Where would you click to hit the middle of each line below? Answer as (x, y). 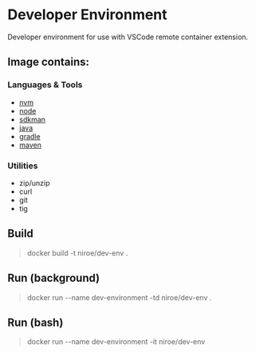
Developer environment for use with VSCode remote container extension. (128, 37)
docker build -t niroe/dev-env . (77, 253)
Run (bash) (35, 322)
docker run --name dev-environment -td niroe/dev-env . (119, 297)
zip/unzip (34, 183)
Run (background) (54, 278)
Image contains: (48, 62)
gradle (30, 136)
